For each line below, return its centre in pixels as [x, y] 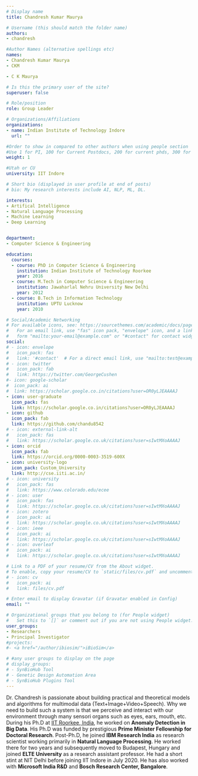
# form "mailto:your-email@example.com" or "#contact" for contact [93, 336]
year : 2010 [30, 309]
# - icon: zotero [27, 512]
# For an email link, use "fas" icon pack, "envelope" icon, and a [93, 331]
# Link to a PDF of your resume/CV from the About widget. [80, 567]
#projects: [19, 643]
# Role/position [26, 103]
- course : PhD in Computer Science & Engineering [73, 265]
